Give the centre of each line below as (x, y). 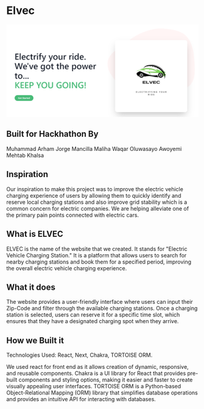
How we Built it (35, 341)
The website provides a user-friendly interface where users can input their (100, 302)
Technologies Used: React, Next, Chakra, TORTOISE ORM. (79, 355)
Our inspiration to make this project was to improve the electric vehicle (95, 189)
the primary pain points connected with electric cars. (72, 215)
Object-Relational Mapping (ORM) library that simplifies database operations (102, 393)
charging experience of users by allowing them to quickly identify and (94, 195)
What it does (31, 287)
